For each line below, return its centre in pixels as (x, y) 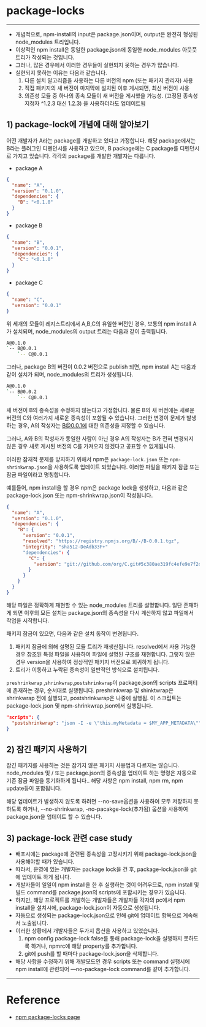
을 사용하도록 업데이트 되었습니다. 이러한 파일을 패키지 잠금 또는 (124, 467)
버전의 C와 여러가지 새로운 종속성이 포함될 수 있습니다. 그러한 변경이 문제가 (96, 418)
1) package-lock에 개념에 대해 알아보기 (78, 124)
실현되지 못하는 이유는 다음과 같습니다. (61, 72)
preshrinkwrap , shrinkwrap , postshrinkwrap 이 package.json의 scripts (91, 682)
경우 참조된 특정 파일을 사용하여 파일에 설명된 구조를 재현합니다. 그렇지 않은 (105, 654)
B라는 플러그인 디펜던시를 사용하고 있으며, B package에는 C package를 (93, 148)
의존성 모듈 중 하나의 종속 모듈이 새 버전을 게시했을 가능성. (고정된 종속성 (111, 95)
